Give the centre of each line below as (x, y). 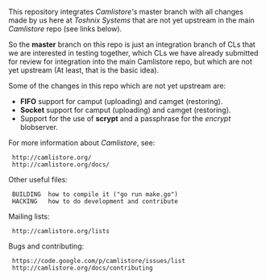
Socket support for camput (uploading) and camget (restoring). (125, 110)
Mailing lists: (29, 216)
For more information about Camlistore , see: (82, 143)
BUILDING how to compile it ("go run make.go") (95, 194)
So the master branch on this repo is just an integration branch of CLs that (132, 44)
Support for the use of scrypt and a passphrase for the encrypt (125, 119)
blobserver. (39, 127)
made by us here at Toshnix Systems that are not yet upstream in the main (132, 20)
